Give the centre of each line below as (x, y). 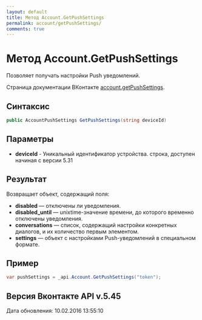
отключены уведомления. (49, 218)
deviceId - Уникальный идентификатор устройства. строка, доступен (105, 154)
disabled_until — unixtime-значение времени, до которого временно (104, 212)
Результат (27, 179)
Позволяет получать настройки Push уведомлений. (73, 76)
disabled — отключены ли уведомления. (68, 205)
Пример (22, 263)
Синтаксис (28, 106)
